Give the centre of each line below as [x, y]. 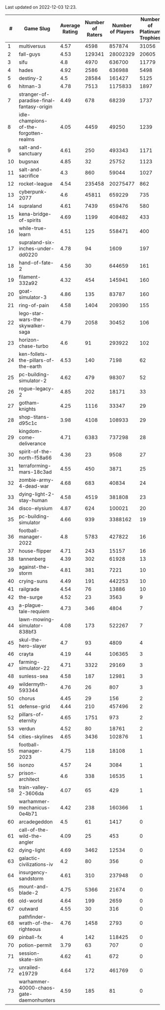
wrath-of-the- [36, 923]
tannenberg [32, 559]
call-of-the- [34, 830]
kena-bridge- [35, 214]
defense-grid [34, 706]
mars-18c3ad [35, 472]
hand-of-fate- [36, 263]
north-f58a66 [35, 458]
